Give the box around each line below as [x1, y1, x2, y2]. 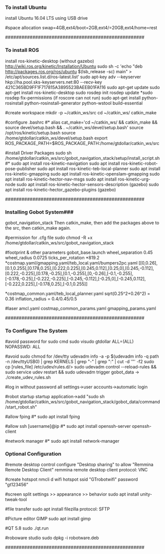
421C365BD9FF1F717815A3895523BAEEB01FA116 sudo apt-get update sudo [5, 84, 160, 90]
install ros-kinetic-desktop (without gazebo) [5, 58, 95, 64]
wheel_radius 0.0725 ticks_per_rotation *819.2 [5, 254, 99, 261]
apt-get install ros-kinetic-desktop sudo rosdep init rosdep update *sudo [5, 90, 153, 95]
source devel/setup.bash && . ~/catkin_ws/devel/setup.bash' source [5, 124, 144, 130]
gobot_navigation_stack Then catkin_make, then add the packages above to [5, 220, 160, 226]
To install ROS [5, 46, 39, 53]
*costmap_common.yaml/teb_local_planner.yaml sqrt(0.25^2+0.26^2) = [5, 290, 150, 296]
